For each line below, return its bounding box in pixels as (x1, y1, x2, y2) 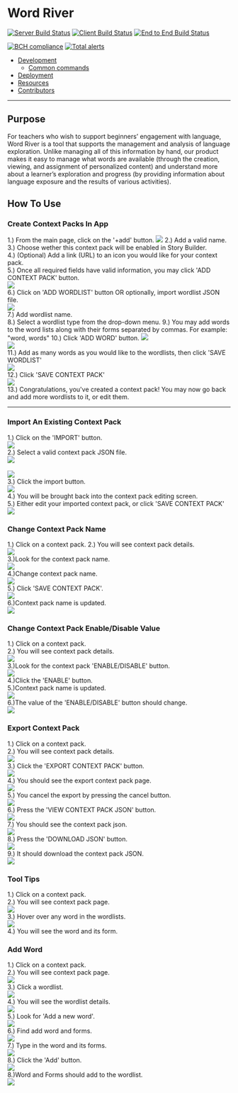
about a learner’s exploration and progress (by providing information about (7, 169, 225, 178)
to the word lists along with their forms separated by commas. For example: (7, 325, 228, 334)
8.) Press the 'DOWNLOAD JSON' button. (7, 834, 127, 843)
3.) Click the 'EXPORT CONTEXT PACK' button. (7, 761, 145, 770)
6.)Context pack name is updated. (7, 599, 106, 607)
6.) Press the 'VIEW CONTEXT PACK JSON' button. (7, 805, 157, 814)
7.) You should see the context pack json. (7, 820, 127, 829)
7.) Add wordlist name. (7, 310, 73, 319)
